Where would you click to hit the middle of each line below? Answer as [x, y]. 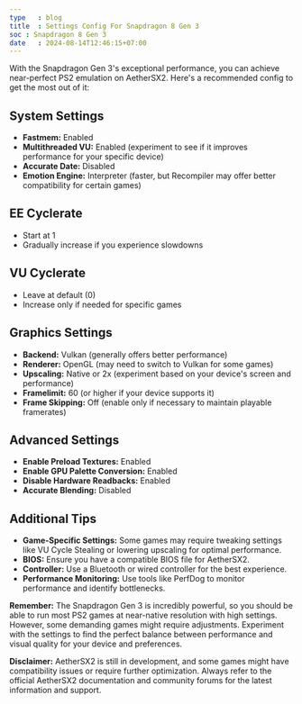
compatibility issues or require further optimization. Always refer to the [141, 671]
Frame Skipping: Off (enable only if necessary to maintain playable [147, 402]
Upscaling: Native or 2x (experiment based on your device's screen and [156, 374]
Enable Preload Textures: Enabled [87, 462]
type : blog [36, 18]
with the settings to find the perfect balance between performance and [141, 635]
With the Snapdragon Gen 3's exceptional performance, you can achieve [145, 68]
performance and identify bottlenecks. [94, 588]
